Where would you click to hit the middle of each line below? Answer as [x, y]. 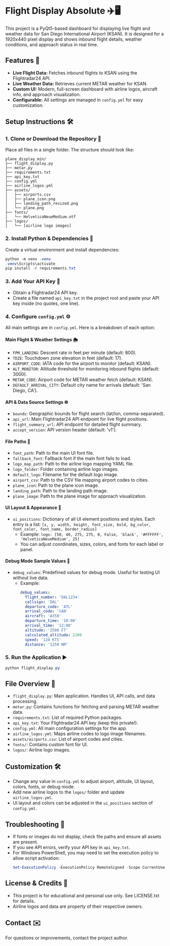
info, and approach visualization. [47, 94]
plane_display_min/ [26, 159]
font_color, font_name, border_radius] [55, 529]
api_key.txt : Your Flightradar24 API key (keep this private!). [75, 723]
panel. [27, 549]
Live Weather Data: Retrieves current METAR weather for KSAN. [80, 83]
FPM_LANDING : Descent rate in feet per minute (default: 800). [75, 353]
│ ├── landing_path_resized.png [42, 204]
